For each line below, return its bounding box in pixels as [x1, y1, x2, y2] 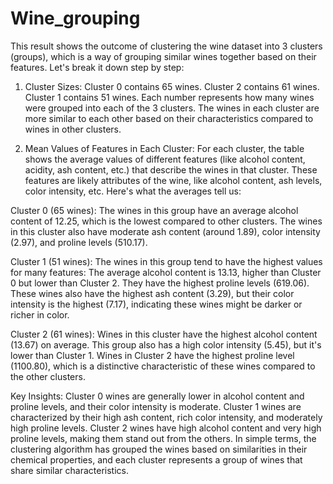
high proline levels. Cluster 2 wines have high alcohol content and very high [10, 422, 322, 434]
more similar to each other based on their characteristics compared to [24, 112, 314, 124]
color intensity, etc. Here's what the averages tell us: [24, 185, 242, 197]
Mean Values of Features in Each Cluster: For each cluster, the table [24, 142, 305, 154]
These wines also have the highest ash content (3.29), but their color [10, 287, 295, 299]
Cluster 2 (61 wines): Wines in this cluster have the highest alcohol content [10, 328, 318, 340]
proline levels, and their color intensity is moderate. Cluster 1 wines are [10, 400, 302, 412]
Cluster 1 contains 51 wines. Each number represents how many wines [24, 91, 315, 103]
